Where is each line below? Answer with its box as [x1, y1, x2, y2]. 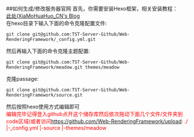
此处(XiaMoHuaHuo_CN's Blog [6, 12, 81, 19]
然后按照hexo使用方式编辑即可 [6, 103, 80, 110]
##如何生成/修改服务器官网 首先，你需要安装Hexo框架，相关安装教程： [6, 5, 178, 12]
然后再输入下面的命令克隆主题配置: [6, 47, 91, 54]
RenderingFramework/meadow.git [6, 64, 83, 70]
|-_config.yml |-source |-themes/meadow [6, 125, 107, 131]
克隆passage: [6, 76, 39, 82]
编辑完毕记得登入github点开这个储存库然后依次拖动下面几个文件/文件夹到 [6, 111, 183, 117]
